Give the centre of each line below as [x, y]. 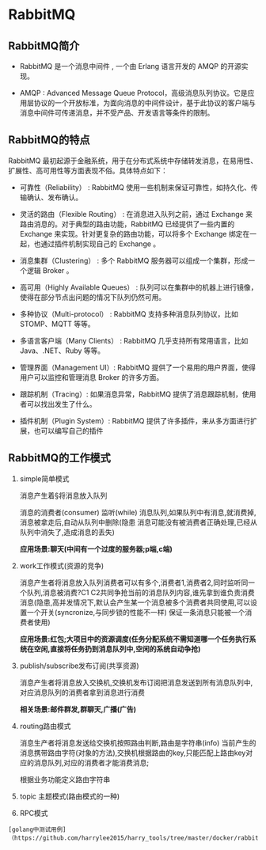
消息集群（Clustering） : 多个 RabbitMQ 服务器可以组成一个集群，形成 [134, 260]
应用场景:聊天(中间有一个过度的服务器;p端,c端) [96, 548]
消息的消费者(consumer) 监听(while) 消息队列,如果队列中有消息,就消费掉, [138, 512]
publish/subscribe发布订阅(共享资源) [80, 666]
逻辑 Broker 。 [50, 270]
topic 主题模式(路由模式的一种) [70, 796]
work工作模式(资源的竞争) [62, 565]
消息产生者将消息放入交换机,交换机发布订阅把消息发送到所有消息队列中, [136, 682]
